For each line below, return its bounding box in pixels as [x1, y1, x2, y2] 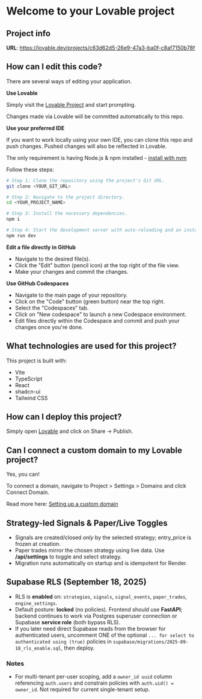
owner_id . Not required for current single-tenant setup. [14, 686, 150, 693]
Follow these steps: [6, 166, 54, 173]
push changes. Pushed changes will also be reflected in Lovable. [6, 142, 167, 150]
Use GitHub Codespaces [6, 279, 69, 287]
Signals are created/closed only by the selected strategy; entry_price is [14, 534, 191, 541]
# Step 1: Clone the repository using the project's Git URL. [6, 177, 165, 183]
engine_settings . [14, 599, 58, 607]
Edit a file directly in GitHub [6, 243, 76, 251]
